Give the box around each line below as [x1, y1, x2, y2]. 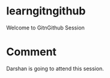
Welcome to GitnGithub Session [6, 24, 85, 31]
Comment [6, 45, 57, 59]
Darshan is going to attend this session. [6, 65, 104, 72]
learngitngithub [6, 4, 86, 18]
